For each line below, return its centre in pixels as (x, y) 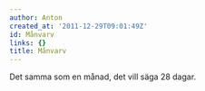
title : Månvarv (38, 51)
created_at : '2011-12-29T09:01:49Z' (78, 26)
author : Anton (36, 18)
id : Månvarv (32, 34)
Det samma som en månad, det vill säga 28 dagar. (103, 77)
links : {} (28, 43)
